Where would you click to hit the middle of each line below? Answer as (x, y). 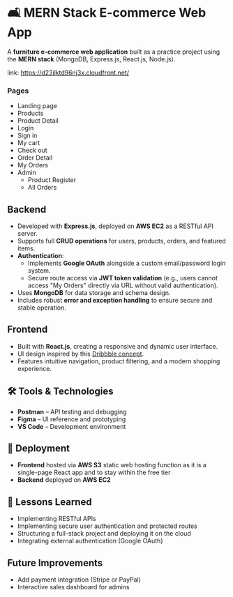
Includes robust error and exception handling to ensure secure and (115, 301)
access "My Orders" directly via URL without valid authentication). (123, 285)
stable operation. (42, 308)
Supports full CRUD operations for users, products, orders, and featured (122, 241)
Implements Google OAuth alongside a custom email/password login (127, 263)
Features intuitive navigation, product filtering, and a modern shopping (119, 361)
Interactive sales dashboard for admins (74, 587)
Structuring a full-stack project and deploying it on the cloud (104, 534)
